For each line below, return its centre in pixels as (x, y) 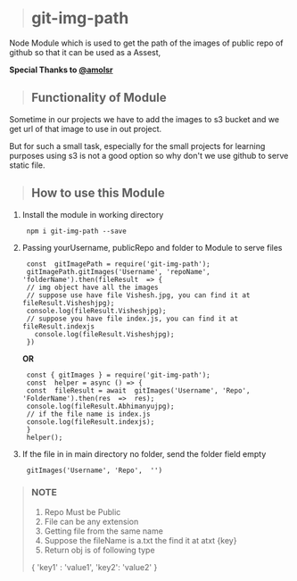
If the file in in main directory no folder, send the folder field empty (144, 453)
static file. (27, 165)
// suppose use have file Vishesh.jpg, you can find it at (138, 295)
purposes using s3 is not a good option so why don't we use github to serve (149, 155)
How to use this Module (98, 193)
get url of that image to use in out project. (86, 129)
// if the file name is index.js (88, 414)
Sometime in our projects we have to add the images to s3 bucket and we (144, 119)
